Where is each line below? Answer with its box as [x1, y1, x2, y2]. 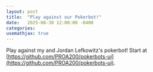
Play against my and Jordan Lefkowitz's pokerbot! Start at [6, 47, 148, 54]
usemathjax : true [6, 31, 49, 37]
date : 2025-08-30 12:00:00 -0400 [6, 19, 94, 25]
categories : [6, 25, 35, 31]
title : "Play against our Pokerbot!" [6, 14, 102, 20]
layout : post [6, 8, 38, 15]
